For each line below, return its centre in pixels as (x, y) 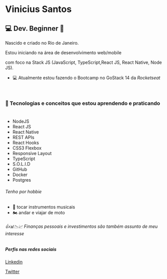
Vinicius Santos (38, 9)
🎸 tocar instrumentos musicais (44, 207)
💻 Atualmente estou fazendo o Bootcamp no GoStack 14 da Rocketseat (86, 78)
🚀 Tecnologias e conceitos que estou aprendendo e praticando (83, 103)
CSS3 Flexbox (27, 148)
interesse (15, 233)
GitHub (20, 170)
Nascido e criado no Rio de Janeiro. (42, 43)
